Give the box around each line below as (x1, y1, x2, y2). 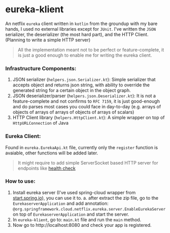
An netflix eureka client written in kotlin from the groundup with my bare (5, 20, 158, 27)
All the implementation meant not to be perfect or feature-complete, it (17, 46, 164, 53)
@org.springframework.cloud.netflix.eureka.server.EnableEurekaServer (12, 206, 166, 212)
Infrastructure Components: (5, 65, 76, 72)
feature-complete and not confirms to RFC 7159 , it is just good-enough (12, 98, 160, 104)
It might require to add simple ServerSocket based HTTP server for (17, 159, 159, 166)
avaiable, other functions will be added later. (5, 150, 98, 156)
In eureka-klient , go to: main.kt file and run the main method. (12, 216, 141, 223)
